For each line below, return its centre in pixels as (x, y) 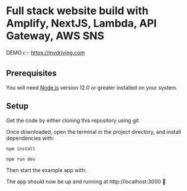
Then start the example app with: (46, 170)
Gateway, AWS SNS (55, 36)
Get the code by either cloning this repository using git (72, 120)
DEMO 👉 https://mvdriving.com (46, 52)
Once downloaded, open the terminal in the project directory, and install (94, 131)
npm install (21, 149)
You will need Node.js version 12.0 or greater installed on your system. (92, 87)
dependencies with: (30, 138)
